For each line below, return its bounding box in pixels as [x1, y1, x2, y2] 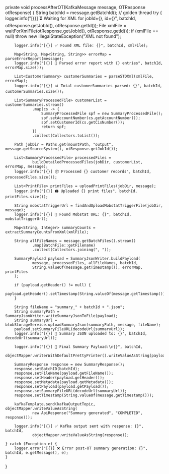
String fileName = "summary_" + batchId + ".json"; [14, 305, 125, 310]
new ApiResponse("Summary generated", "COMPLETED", [32, 410, 143, 416]
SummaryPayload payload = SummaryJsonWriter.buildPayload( [14, 256, 141, 261]
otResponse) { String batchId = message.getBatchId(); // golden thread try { [5, 10, 162, 16]
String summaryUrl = [14, 318, 57, 323]
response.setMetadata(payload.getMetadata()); [14, 380, 114, 385]
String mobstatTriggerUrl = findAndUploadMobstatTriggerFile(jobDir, [14, 203, 163, 208]
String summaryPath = [14, 309, 59, 314]
